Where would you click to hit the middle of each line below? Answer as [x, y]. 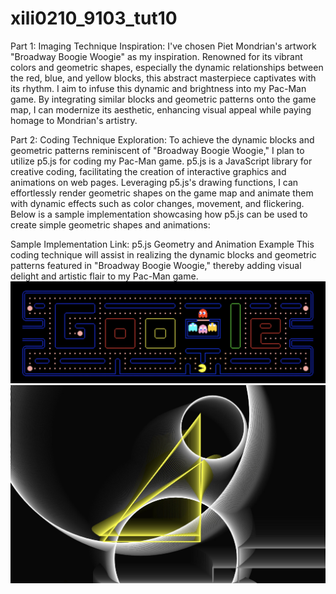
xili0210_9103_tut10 [94, 18]
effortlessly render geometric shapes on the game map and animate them [162, 193]
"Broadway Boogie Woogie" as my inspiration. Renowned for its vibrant [156, 56]
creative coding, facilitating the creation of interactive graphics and [148, 171]
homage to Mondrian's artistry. [74, 120]
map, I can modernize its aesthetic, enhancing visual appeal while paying [161, 109]
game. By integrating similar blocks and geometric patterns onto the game [163, 99]
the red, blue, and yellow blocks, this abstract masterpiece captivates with [163, 78]
